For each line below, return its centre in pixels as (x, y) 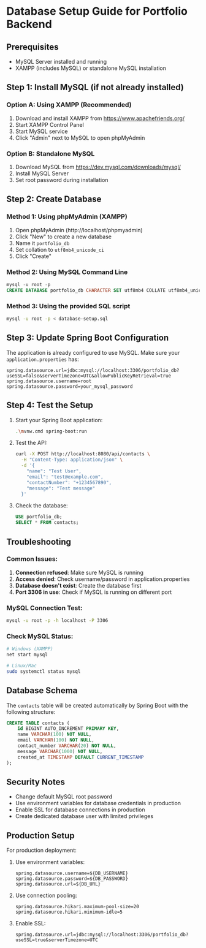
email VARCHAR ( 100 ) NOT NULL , (56, 740)
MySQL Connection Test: (44, 608)
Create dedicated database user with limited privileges (84, 816)
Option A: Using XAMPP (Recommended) (69, 105)
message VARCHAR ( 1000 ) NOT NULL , (60, 751)
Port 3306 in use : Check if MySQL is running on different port (93, 592)
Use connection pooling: (46, 895)
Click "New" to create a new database (63, 237)
